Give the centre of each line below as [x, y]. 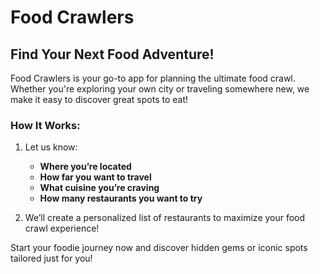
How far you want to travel [95, 177]
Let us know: [51, 147]
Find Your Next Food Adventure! [112, 54]
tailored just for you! [51, 258]
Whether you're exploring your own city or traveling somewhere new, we [160, 89]
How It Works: [45, 125]
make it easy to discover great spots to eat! [99, 99]
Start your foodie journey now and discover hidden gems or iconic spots [159, 248]
